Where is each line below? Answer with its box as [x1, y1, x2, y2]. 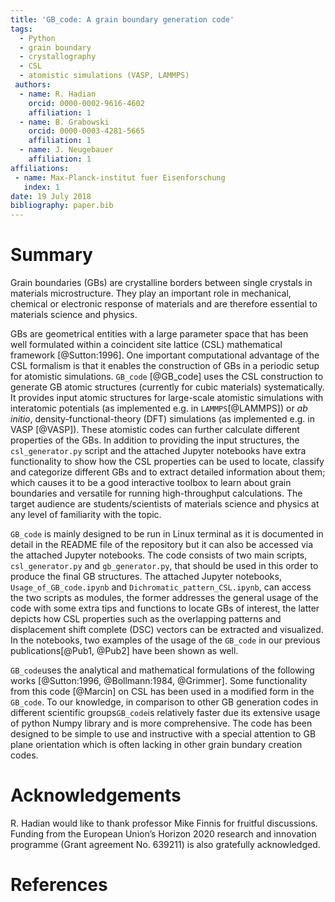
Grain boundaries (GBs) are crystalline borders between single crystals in [10, 277, 313, 289]
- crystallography [19, 52, 97, 62]
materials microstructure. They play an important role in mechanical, [10, 287, 292, 300]
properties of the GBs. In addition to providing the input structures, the [10, 434, 300, 446]
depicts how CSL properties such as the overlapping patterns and [10, 613, 282, 625]
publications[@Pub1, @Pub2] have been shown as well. [10, 645, 239, 657]
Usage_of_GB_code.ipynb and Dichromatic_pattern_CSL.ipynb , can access [10, 581, 312, 593]
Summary [10, 244, 93, 266]
